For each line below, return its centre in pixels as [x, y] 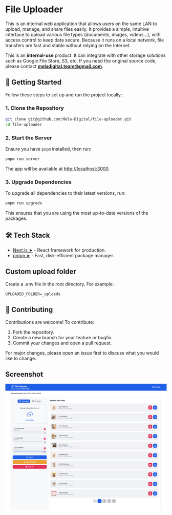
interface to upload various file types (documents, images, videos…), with [83, 34]
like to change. [21, 358]
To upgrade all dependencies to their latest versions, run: [66, 193]
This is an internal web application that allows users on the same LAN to [81, 24]
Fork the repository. [34, 332]
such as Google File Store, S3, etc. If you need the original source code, [81, 60]
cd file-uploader [24, 125]
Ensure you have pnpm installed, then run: [48, 149]
